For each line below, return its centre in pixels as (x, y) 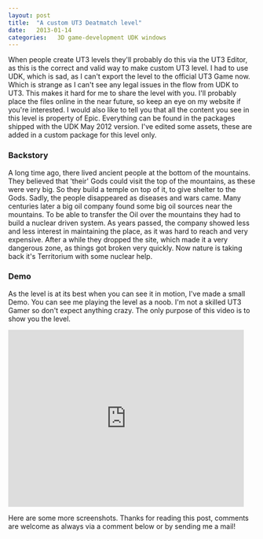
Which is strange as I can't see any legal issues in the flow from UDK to (124, 85)
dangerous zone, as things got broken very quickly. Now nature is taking (125, 248)
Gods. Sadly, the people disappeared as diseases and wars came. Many (125, 198)
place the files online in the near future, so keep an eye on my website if (124, 102)
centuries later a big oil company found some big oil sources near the (121, 206)
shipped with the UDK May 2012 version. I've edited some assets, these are (130, 127)
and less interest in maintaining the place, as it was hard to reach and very (128, 231)
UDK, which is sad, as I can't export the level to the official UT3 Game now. (129, 76)
